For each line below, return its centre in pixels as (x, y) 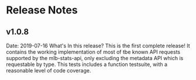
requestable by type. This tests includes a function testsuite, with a (87, 64)
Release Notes (42, 10)
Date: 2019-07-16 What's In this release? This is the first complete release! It (98, 46)
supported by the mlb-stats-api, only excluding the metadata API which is (95, 58)
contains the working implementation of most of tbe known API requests (93, 52)
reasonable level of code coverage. (49, 70)
